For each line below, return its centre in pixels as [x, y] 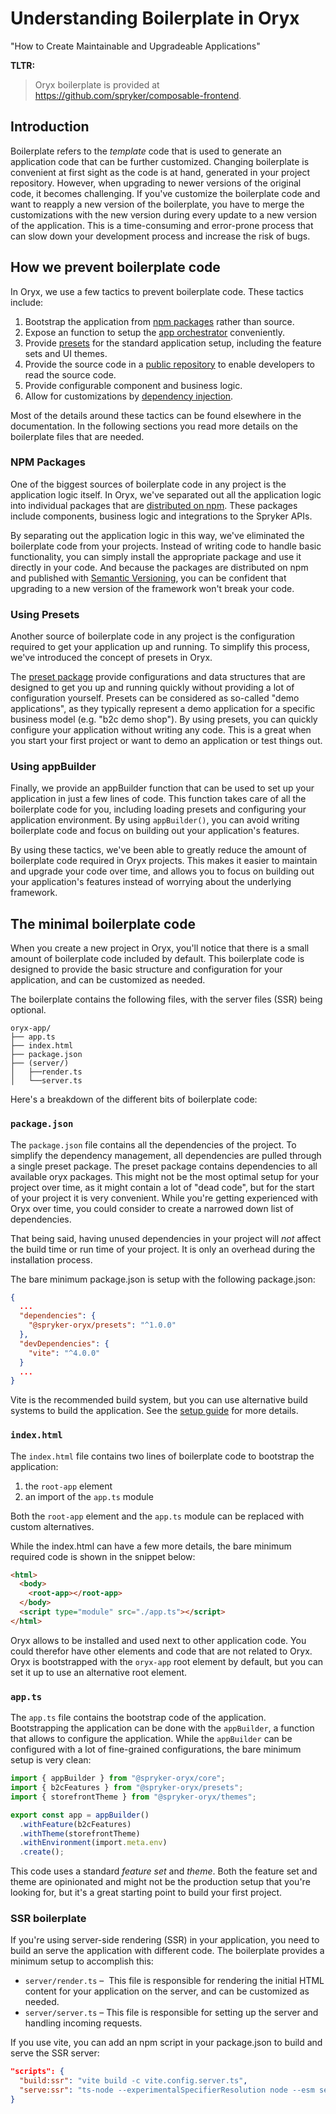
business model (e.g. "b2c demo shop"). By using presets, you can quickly [164, 719]
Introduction [50, 127]
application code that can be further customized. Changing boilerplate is [160, 161]
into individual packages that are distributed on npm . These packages [154, 505]
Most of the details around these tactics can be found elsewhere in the [156, 415]
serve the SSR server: [55, 2053]
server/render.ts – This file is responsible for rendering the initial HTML [174, 1981]
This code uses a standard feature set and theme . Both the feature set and [164, 1871]
